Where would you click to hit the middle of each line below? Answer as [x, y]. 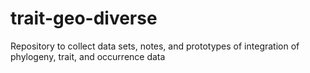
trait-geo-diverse [84, 18]
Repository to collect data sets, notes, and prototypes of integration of [155, 46]
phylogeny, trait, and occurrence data [88, 56]
